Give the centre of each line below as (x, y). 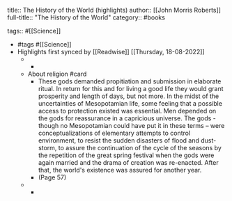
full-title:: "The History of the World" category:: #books (86, 17)
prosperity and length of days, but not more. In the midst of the (129, 96)
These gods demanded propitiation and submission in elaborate (130, 81)
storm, (47, 148)
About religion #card (57, 74)
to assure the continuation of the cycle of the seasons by (140, 148)
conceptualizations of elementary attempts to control (114, 133)
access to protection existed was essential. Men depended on (127, 111)
